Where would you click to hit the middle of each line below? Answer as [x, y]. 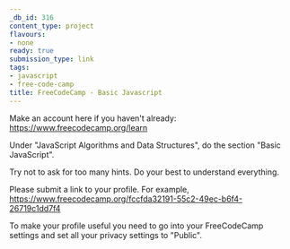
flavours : [28, 34]
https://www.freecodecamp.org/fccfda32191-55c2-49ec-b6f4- [126, 199]
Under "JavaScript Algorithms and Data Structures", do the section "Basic [145, 145]
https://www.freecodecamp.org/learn [79, 127]
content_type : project [52, 26]
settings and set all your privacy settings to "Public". [105, 235]
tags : [19, 68]
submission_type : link [52, 59]
